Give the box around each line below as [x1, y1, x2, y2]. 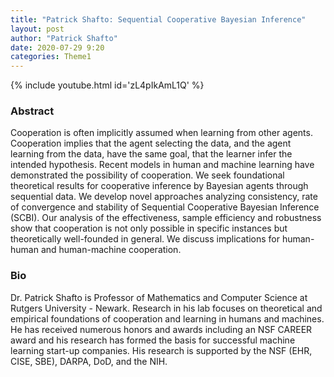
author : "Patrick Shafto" [10, 33, 118, 43]
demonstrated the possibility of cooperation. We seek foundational [10, 169, 285, 181]
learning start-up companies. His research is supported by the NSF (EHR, [10, 344, 313, 356]
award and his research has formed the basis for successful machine [10, 334, 296, 346]
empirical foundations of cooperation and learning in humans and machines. [10, 312, 325, 325]
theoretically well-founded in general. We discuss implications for [10, 233, 280, 245]
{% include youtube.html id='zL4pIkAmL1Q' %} [10, 79, 205, 91]
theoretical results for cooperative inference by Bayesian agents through [10, 180, 309, 192]
